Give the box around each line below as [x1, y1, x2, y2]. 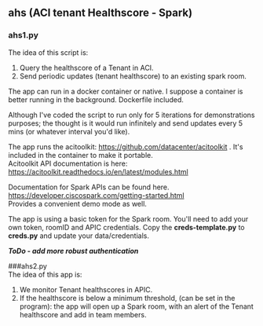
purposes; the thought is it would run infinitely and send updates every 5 [8, 118, 243, 128]
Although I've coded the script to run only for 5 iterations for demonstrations [8, 110, 255, 119]
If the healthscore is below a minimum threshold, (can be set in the [19, 293, 236, 302]
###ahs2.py [8, 261, 47, 270]
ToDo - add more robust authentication [8, 246, 139, 255]
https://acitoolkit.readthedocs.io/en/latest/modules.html [8, 167, 188, 176]
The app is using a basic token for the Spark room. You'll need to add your [8, 214, 249, 223]
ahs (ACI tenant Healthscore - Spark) [8, 6, 193, 20]
